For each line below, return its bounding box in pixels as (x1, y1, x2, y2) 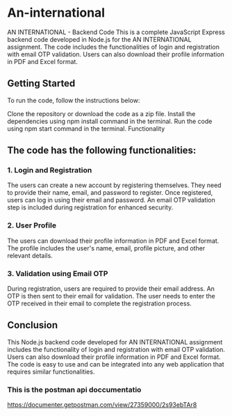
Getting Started (7, 78, 76, 90)
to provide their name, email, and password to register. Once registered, (7, 189, 213, 197)
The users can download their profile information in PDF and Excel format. (7, 237, 219, 245)
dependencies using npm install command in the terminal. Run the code (7, 117, 213, 125)
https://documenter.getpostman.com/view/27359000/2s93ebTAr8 (7, 401, 197, 409)
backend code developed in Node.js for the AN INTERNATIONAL (7, 35, 192, 43)
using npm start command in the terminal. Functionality (7, 124, 165, 133)
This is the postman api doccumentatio (7, 385, 142, 394)
